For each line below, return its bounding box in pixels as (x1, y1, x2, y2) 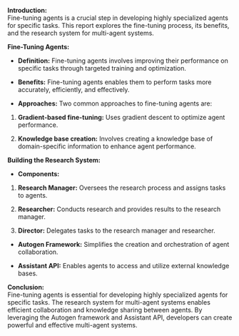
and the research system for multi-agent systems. (7, 29, 155, 37)
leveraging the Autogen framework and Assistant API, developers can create (7, 313, 233, 322)
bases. (17, 269, 38, 278)
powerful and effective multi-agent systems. (7, 321, 138, 329)
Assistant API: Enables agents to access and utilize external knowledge (17, 262, 230, 270)
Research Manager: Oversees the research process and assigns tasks (17, 183, 226, 192)
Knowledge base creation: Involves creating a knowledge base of (17, 135, 213, 143)
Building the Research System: (7, 156, 101, 164)
